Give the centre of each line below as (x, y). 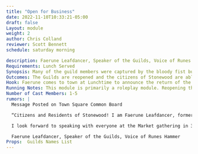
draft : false (22, 22)
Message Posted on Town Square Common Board (67, 104)
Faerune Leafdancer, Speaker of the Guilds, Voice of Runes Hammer (96, 136)
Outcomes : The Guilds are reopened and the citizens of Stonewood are (95, 77)
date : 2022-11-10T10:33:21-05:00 (47, 17)
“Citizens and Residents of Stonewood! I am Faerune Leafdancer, (93, 115)
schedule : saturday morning (41, 50)
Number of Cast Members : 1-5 (42, 94)
